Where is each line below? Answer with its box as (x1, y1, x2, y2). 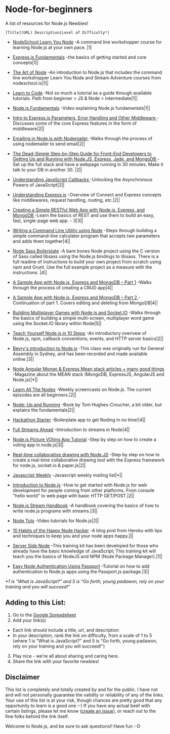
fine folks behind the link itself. (5, 713, 69, 719)
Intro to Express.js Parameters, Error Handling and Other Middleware (12, 115, 156, 121)
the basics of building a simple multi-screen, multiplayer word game (12, 315, 154, 321)
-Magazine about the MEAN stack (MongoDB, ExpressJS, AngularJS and (12, 371, 164, 377)
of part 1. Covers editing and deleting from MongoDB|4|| (40, 299, 158, 306)
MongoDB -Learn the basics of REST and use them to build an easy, (12, 212, 155, 218)
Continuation (12, 299, 39, 306)
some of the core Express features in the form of (35, 120, 137, 126)
